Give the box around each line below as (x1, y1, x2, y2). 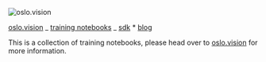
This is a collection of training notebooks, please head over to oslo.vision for (8, 38, 258, 47)
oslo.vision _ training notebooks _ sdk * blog (8, 23, 152, 31)
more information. (8, 46, 67, 55)
